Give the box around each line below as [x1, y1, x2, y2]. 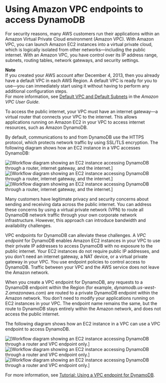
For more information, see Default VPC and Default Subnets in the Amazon [5, 93, 159, 99]
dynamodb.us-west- [114, 284, 156, 290]
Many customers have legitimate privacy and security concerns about [5, 196, 149, 202]
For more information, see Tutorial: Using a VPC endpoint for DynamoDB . [5, 371, 156, 378]
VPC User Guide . [5, 98, 40, 104]
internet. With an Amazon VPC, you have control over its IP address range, [5, 51, 158, 58]
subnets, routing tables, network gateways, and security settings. [5, 57, 140, 63]
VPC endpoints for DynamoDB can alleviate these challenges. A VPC [5, 232, 146, 238]
